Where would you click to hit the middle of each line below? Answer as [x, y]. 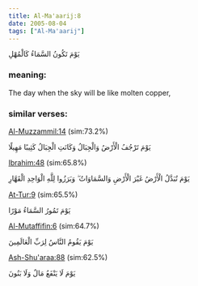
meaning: [27, 75]
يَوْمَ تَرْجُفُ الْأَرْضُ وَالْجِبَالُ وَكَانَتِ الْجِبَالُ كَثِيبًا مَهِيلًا [80, 147]
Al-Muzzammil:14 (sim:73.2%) [59, 131]
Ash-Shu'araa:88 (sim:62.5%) [58, 257]
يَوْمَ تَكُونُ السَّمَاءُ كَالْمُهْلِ [44, 54]
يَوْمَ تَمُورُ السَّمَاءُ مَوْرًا [40, 210]
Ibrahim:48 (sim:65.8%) [48, 162]
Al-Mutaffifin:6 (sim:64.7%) [54, 226]
